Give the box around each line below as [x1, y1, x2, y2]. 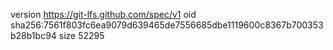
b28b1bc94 [10, 30, 57, 41]
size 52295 [58, 30, 105, 41]
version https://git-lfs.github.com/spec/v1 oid [10, 9, 197, 20]
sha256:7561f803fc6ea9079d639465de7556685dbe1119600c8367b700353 [10, 19, 324, 31]
